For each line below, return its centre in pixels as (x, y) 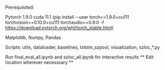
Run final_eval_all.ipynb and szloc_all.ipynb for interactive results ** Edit (79, 57)
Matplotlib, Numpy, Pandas (33, 38)
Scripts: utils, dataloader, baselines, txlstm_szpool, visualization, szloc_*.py (82, 47)
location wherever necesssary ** (39, 62)
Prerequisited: (20, 7)
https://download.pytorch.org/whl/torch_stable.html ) (60, 28)
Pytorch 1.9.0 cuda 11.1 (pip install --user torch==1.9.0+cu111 (67, 17)
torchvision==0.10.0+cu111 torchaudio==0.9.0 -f (55, 22)
